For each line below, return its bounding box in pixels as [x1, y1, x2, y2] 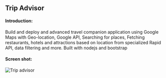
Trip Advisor [5, 4, 45, 12]
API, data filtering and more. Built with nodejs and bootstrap [5, 45, 128, 51]
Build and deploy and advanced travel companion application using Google [5, 29, 159, 35]
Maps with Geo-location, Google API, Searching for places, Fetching [5, 34, 145, 40]
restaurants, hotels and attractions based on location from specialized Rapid [5, 39, 162, 45]
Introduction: [5, 17, 33, 24]
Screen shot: [5, 56, 32, 62]
